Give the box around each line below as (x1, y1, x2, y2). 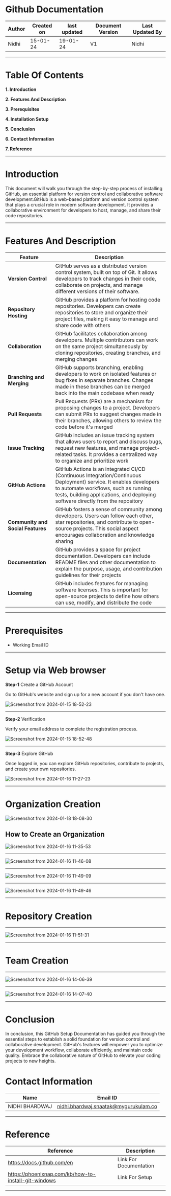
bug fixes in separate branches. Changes (55, 377, 154, 384)
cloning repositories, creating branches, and (55, 349, 161, 356)
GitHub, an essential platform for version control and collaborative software (5, 191, 163, 197)
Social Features (8, 525, 47, 532)
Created (32, 22, 52, 29)
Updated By (133, 28, 162, 35)
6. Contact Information (5, 135, 54, 142)
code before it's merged (55, 423, 113, 430)
